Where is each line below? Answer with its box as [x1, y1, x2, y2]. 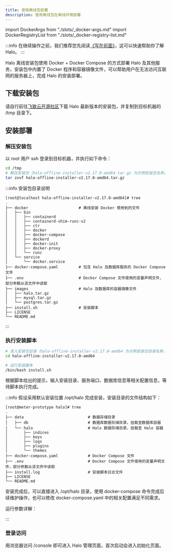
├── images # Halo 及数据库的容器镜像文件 [5, 286, 137, 291]
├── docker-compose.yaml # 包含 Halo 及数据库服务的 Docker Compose [5, 264, 166, 269]
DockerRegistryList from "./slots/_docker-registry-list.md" [5, 32, 127, 38]
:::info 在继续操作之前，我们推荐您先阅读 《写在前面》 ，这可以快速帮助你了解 [5, 42, 164, 49]
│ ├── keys [5, 435, 42, 440]
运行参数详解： [5, 505, 37, 512]
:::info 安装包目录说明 [5, 185, 50, 191]
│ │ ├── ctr [5, 223, 40, 228]
